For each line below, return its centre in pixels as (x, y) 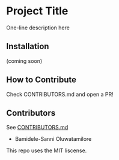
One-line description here (38, 28)
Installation (28, 46)
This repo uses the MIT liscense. (47, 150)
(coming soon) (24, 61)
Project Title (37, 11)
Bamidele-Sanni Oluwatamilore (53, 139)
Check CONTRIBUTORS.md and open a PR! (60, 94)
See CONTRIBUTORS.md (37, 128)
